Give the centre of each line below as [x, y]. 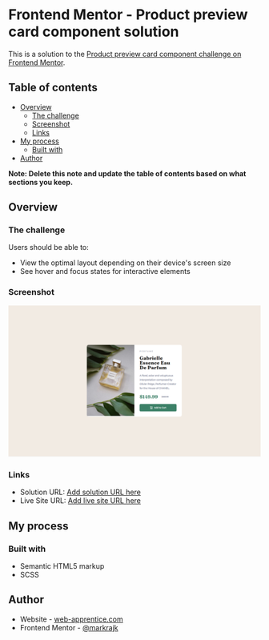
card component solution [94, 32]
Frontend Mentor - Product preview [128, 15]
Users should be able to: [49, 248]
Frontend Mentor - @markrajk [69, 627]
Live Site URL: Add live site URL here [80, 501]
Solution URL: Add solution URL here [80, 492]
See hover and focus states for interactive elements [105, 272]
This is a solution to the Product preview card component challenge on [125, 54]
